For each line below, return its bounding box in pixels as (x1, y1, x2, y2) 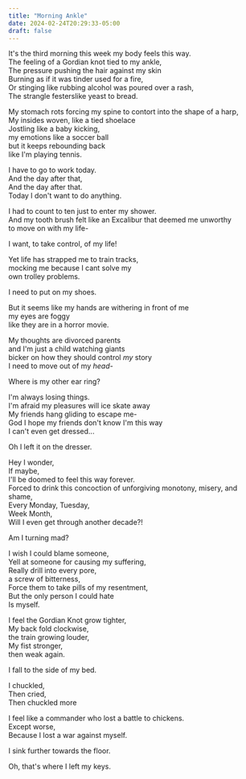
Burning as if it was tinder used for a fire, (8, 74, 144, 84)
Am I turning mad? (8, 533, 70, 543)
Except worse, (8, 722, 56, 732)
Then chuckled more (8, 698, 77, 707)
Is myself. (8, 600, 40, 609)
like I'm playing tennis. (8, 150, 83, 159)
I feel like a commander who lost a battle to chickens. (8, 713, 185, 724)
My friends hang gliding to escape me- (8, 409, 137, 419)
